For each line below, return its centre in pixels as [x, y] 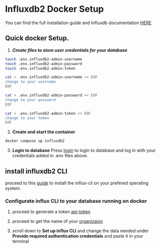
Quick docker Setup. [37, 38]
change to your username [30, 82]
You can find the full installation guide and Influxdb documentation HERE [78, 23]
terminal [21, 241]
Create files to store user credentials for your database [70, 50]
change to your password [30, 100]
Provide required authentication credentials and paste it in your [78, 236]
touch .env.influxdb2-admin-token [40, 68]
